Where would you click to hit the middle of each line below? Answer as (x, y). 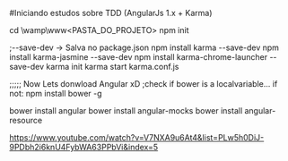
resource (26, 120)
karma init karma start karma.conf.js (113, 67)
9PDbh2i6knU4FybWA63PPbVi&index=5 (84, 147)
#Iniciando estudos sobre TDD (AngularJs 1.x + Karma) (111, 13)
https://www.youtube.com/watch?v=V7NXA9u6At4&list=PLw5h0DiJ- (137, 137)
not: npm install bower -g (56, 93)
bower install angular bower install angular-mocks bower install (126, 110)
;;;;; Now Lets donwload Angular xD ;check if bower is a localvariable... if (144, 84)
